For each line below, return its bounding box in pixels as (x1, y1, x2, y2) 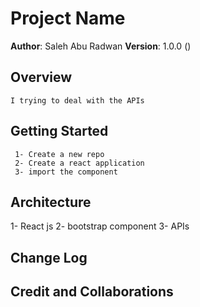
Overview (10, 69, 73, 86)
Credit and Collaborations (10, 283, 174, 301)
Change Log (10, 249, 88, 266)
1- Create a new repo (14, 149, 105, 159)
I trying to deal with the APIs (10, 95, 145, 106)
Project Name (10, 7, 126, 30)
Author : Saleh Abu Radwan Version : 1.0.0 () (10, 40, 192, 52)
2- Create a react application (14, 158, 145, 168)
